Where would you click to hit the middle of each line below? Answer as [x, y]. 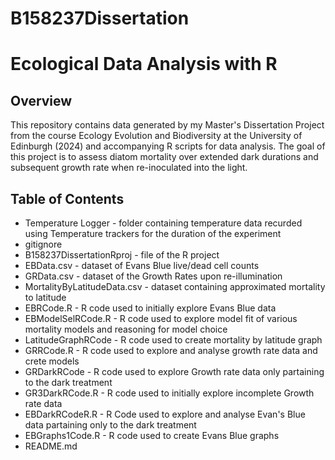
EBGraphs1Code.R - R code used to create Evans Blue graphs [152, 435]
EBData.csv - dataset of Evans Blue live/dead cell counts [142, 265]
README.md [51, 446]
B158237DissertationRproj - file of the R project [122, 255]
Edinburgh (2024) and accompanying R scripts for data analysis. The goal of [168, 146]
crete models [52, 361]
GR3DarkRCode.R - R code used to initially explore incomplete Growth [169, 393]
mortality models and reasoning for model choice [126, 329]
